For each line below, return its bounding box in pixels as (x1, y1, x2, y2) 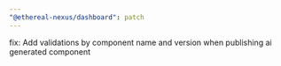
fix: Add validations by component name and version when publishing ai (9, 37, 272, 48)
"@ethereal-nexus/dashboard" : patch (9, 12, 144, 22)
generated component (9, 46, 91, 57)
